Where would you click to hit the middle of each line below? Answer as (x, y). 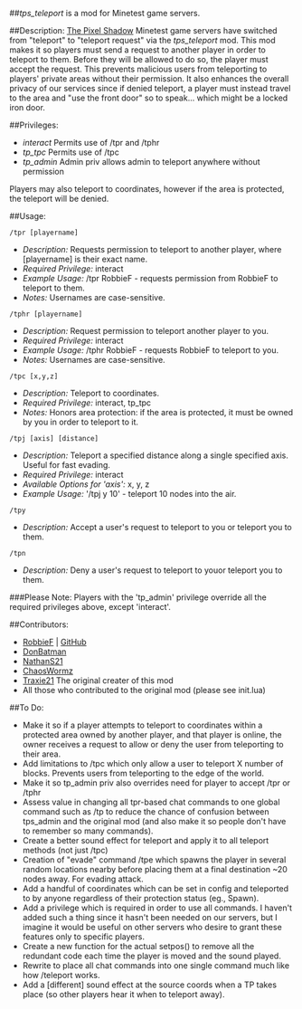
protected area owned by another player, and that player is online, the (152, 735)
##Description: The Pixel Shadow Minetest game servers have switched (143, 30)
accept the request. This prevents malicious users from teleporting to (138, 69)
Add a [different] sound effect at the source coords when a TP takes (150, 985)
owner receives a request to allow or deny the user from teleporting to (153, 744)
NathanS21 (42, 661)
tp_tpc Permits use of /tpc (71, 152)
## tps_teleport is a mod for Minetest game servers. (105, 13)
